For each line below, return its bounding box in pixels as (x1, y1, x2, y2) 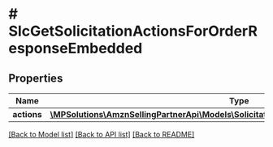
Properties (8, 71, 63, 85)
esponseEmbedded (8, 40, 143, 57)
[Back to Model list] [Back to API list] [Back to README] (8, 130, 195, 139)
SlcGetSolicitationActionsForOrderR (8, 22, 258, 40)
